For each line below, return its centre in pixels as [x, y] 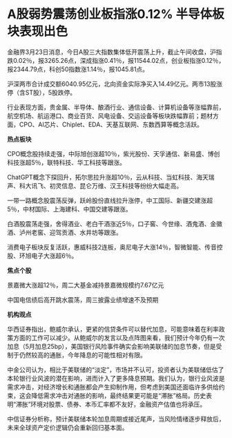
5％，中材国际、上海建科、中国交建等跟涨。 [70, 209]
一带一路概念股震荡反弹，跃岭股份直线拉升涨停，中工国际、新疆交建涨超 [110, 200]
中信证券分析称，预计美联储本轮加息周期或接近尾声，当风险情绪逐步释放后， [116, 419]
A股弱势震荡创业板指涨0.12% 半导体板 [116, 14]
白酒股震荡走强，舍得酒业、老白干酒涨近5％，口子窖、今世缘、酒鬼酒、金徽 [115, 223]
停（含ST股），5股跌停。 [42, 92]
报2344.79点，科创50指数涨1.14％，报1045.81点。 [78, 69]
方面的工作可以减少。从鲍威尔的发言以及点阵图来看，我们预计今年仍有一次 [119, 337]
